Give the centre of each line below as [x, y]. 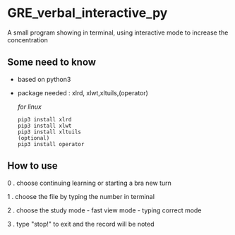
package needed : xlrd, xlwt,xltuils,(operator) [83, 92]
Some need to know [52, 62]
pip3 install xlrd [44, 119]
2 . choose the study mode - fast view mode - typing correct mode [104, 210]
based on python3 [44, 79]
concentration [28, 40]
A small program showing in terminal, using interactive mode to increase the [118, 32]
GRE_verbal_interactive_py [88, 13]
